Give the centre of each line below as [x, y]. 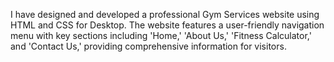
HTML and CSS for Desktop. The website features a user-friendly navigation [167, 25]
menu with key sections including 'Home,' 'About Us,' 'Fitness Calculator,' [161, 35]
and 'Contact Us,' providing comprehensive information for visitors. [148, 46]
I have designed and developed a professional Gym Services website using [165, 14]
